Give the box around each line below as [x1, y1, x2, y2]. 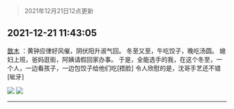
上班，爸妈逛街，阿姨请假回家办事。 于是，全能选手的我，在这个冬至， [13, 55, 217, 63]
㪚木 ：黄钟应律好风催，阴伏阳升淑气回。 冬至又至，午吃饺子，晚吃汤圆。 [7, 47, 218, 55]
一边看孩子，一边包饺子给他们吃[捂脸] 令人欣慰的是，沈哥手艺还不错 [25, 64, 221, 72]
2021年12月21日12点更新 [24, 7, 94, 15]
